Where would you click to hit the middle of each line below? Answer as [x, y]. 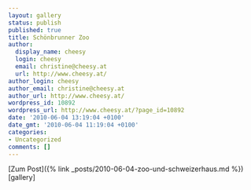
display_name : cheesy [51, 52]
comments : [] [30, 147]
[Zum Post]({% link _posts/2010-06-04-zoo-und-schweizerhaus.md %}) [126, 169]
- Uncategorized [35, 139]
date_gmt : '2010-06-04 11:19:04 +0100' [74, 125]
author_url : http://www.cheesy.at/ [66, 96]
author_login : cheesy [44, 81]
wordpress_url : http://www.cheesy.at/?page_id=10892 [96, 111]
